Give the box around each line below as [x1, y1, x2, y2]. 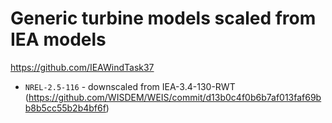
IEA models [10, 28, 107, 51]
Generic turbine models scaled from [10, 7, 317, 30]
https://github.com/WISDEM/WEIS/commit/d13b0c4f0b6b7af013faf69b [28, 91, 322, 103]
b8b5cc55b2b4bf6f [24, 102, 107, 114]
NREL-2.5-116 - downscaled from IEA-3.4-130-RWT [24, 80, 236, 92]
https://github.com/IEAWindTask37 [10, 61, 155, 73]
